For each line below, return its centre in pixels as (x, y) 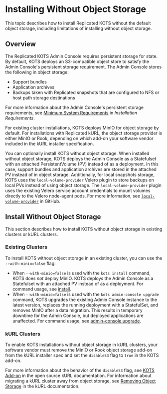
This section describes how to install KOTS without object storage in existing (84, 229)
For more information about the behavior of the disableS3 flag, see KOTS (80, 370)
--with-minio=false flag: (30, 263)
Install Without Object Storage (53, 217)
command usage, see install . (42, 289)
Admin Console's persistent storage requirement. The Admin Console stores (83, 66)
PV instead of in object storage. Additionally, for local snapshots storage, (80, 174)
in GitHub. (50, 201)
